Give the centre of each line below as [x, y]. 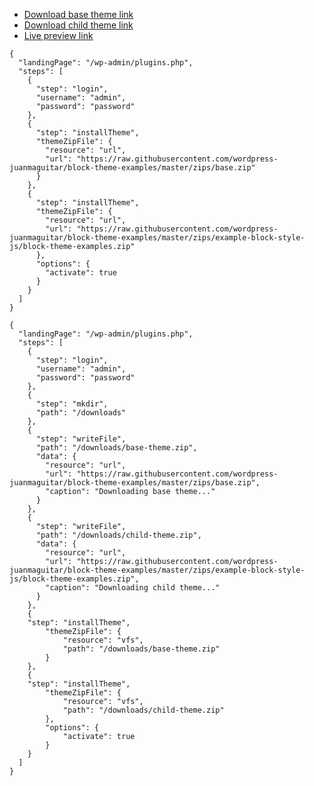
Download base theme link [78, 14]
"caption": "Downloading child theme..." [133, 588]
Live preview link [58, 35]
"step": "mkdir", [72, 404]
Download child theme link [78, 25]
